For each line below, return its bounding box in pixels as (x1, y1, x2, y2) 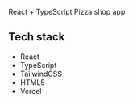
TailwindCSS (19, 69, 63, 79)
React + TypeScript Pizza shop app (8, 7, 126, 16)
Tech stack (8, 30, 65, 44)
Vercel (19, 86, 42, 96)
